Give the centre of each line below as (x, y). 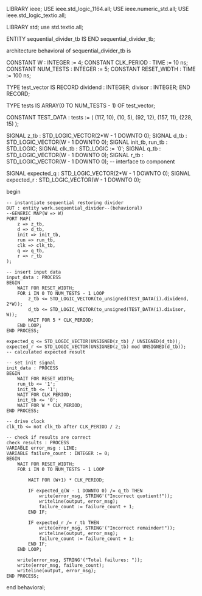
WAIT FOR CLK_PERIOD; (44, 395)
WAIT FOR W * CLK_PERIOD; (50, 405)
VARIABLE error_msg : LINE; (42, 448)
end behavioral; (26, 587)
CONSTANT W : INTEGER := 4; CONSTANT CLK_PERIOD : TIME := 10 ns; (97, 62)
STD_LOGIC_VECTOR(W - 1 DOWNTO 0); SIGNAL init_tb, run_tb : (87, 142)
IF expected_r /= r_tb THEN (64, 523)
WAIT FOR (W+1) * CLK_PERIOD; (66, 480)
